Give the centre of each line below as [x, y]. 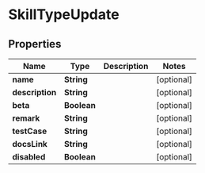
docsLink [30, 144]
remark [26, 118]
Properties [35, 44]
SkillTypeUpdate [64, 15]
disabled [29, 157]
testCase [30, 131]
